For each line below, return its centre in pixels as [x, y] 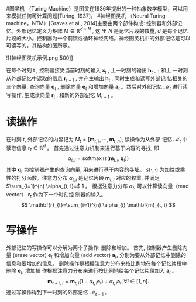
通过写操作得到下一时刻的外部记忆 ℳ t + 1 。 [58, 293]
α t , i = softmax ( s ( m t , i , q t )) [98, 159]
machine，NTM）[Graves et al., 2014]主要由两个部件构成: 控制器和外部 [92, 23]
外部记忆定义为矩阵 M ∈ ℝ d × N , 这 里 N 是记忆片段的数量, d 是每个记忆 [102, 30]
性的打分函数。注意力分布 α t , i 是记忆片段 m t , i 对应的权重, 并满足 [83, 178]
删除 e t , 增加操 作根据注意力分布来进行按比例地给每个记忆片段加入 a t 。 [92, 271]
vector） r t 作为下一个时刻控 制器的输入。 [56, 195]
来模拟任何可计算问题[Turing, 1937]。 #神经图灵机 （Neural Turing [86, 16]
